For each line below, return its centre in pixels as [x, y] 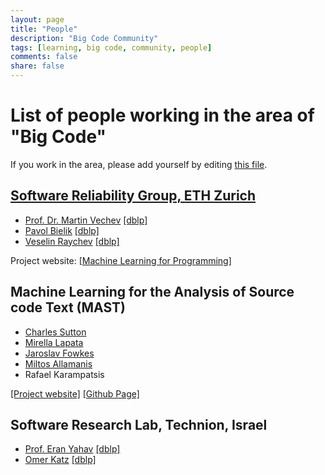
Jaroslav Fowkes [59, 353]
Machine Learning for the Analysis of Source [152, 292]
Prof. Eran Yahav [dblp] [72, 449]
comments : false [44, 57]
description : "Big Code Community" [84, 38]
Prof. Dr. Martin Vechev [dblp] [86, 220]
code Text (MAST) [68, 307]
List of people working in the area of [162, 115]
